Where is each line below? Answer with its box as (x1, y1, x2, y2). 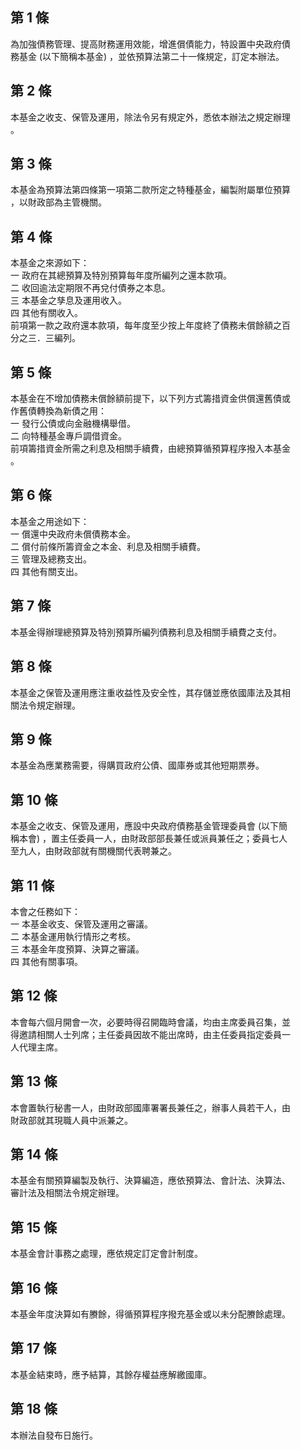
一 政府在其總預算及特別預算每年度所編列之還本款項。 (10, 269, 232, 282)
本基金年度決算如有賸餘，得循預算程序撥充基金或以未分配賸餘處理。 (10, 1308, 291, 1320)
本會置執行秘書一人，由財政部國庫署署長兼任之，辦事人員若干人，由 (10, 1101, 291, 1113)
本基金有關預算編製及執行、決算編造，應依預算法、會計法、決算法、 (10, 1174, 291, 1187)
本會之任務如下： (10, 905, 81, 917)
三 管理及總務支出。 (10, 553, 92, 565)
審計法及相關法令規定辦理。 (10, 1187, 125, 1199)
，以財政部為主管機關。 (10, 196, 107, 208)
